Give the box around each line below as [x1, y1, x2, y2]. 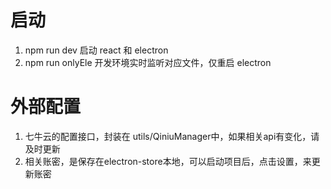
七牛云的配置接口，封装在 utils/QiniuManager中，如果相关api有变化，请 [24, 130, 320, 142]
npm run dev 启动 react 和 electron [24, 44, 169, 56]
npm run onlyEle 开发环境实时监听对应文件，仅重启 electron [24, 56, 272, 68]
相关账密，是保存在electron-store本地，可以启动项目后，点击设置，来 [24, 155, 312, 167]
